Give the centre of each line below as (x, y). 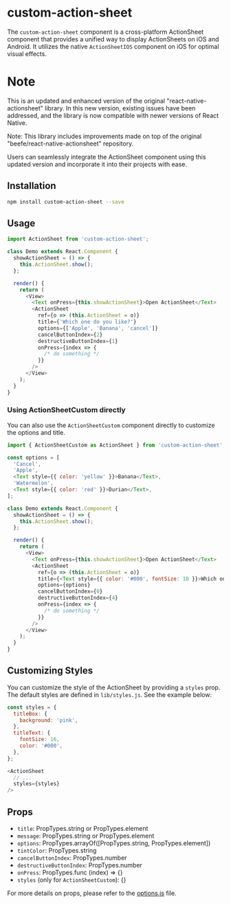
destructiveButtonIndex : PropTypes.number (80, 865)
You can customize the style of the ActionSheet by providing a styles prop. (114, 687)
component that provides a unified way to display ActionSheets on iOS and (113, 39)
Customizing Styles (50, 671)
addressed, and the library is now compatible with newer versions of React (113, 115)
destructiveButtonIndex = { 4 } (78, 598)
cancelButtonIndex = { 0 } (70, 591)
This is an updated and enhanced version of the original (86, 101)
